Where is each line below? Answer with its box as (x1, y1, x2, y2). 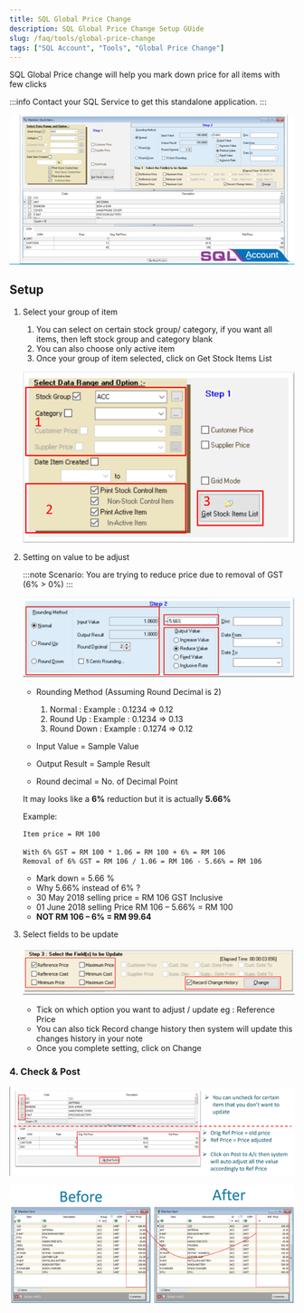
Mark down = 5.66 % (35, 873, 115, 883)
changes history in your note (35, 1033, 143, 1044)
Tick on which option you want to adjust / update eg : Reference (35, 1004, 276, 1015)
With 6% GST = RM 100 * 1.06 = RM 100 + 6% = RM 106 (22, 847, 226, 856)
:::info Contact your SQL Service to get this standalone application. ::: (9, 96, 267, 108)
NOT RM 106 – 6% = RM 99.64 (35, 911, 152, 922)
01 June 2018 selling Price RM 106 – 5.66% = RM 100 (35, 902, 233, 912)
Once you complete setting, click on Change (35, 1043, 202, 1054)
